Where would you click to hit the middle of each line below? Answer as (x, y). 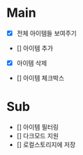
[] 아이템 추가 (35, 48)
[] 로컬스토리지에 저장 (46, 144)
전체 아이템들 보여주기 (47, 33)
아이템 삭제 (32, 63)
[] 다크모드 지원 (38, 136)
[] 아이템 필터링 (38, 127)
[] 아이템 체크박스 (40, 78)
